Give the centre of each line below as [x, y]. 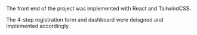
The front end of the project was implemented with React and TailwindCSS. [98, 8]
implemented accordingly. [38, 26]
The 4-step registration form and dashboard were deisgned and [85, 20]
